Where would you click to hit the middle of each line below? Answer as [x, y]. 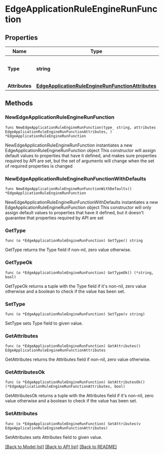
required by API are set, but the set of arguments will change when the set [80, 161]
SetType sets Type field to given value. [44, 323]
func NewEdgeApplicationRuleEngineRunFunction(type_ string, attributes [81, 127]
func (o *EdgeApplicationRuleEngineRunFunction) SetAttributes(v [73, 424]
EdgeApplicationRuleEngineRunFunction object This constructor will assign [81, 150]
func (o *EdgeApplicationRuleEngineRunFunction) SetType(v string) [75, 314]
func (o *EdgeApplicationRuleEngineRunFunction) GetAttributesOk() [75, 382]
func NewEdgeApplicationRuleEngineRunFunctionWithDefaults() [69, 189]
